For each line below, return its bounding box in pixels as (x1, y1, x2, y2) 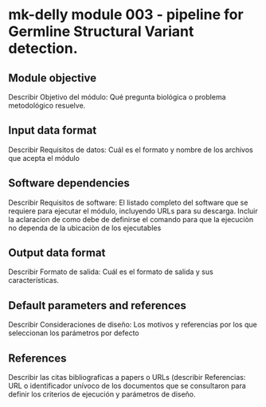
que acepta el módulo (8, 153, 80, 162)
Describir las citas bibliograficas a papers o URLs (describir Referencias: (8, 373, 246, 382)
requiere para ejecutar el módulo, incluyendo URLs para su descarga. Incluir (8, 205, 258, 216)
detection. (8, 40, 78, 57)
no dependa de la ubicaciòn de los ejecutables (8, 223, 162, 233)
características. (8, 276, 60, 285)
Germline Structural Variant (8, 22, 194, 41)
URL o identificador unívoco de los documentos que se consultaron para (8, 381, 247, 391)
